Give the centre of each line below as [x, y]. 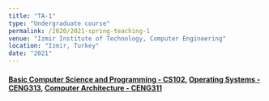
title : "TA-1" [32, 16]
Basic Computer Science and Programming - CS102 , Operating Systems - [134, 79]
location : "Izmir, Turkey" [54, 46]
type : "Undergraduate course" [60, 23]
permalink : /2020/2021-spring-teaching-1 [79, 31]
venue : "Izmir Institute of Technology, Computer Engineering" [117, 38]
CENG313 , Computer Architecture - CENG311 [85, 88]
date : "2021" [30, 53]
